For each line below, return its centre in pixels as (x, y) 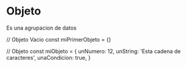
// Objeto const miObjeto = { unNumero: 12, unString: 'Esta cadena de (94, 51)
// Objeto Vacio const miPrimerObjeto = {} (59, 39)
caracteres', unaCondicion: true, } (48, 57)
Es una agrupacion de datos (41, 28)
